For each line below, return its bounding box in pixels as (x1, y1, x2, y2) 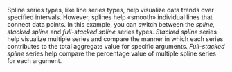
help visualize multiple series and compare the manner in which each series (7, 35, 224, 43)
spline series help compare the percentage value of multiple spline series (7, 49, 217, 58)
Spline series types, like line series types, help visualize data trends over (7, 6, 214, 14)
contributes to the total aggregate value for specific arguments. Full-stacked (7, 43, 225, 50)
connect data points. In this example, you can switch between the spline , (7, 21, 215, 28)
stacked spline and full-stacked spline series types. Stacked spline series (7, 27, 217, 36)
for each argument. (7, 57, 62, 64)
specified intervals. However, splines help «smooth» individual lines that (7, 13, 213, 21)
